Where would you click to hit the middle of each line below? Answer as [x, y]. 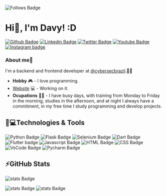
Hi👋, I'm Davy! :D [41, 28]
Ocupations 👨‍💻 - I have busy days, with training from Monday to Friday [86, 95]
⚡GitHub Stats [28, 164]
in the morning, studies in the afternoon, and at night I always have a [83, 101]
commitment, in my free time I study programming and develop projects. [87, 106]
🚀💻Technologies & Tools [45, 122]
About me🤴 [19, 60]
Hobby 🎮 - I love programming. [45, 81]
